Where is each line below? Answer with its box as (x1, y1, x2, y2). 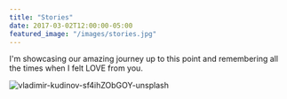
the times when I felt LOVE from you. (9, 63, 144, 73)
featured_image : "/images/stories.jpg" (9, 29, 157, 38)
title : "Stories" (9, 12, 74, 22)
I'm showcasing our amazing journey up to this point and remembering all (9, 54, 278, 65)
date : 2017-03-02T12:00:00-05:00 (9, 21, 133, 30)
